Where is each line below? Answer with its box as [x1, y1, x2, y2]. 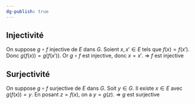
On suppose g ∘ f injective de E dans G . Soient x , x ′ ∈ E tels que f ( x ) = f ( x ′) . [6, 46, 190, 53]
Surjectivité [6, 69, 50, 79]
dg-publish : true [6, 8, 49, 15]
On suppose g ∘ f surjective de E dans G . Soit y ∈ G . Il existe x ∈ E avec [6, 85, 183, 92]
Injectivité [6, 31, 44, 41]
